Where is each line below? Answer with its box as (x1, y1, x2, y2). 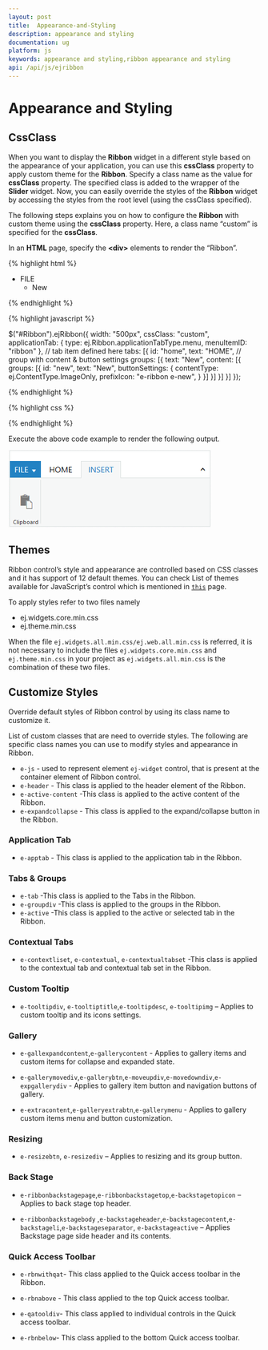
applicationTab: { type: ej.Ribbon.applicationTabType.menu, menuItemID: (8, 337, 248, 347)
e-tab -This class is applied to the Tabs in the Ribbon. (19, 891, 196, 901)
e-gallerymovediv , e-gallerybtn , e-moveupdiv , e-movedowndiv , (19, 1072, 215, 1081)
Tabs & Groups (8, 872, 66, 883)
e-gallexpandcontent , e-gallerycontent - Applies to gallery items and (19, 1048, 246, 1057)
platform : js (8, 46, 52, 55)
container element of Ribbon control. (19, 772, 142, 782)
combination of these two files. (8, 662, 110, 672)
